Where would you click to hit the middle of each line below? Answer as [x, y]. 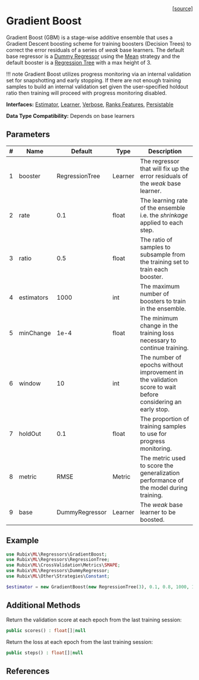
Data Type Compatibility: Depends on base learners [70, 116]
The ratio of [156, 239]
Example [23, 541]
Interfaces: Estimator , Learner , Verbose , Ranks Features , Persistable [90, 104]
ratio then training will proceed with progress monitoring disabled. [86, 93]
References [28, 671]
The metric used [163, 458]
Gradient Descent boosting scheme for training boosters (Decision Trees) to [99, 43]
